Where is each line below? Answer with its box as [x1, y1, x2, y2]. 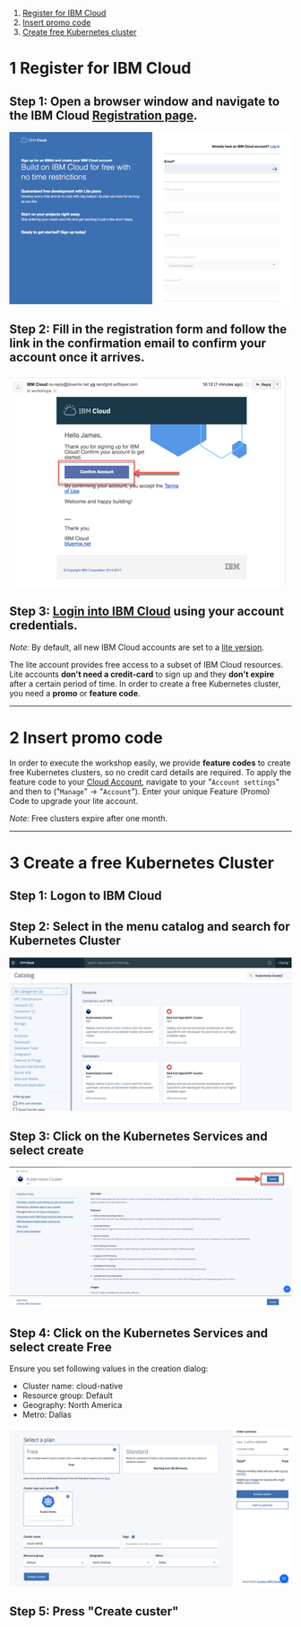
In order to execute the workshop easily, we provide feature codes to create [9, 757, 291, 768]
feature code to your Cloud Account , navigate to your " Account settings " [9, 776, 280, 787]
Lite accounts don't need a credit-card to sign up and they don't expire [9, 669, 275, 679]
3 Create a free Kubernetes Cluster [9, 853, 275, 873]
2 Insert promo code [9, 727, 163, 748]
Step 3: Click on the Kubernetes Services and [9, 1128, 268, 1143]
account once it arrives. [9, 350, 145, 365]
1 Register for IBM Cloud [9, 58, 192, 79]
